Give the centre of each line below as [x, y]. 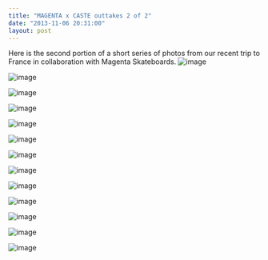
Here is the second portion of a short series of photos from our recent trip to [134, 54]
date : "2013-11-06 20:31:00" [57, 23]
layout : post [30, 30]
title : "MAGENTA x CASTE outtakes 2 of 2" [80, 16]
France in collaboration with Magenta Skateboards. [92, 62]
